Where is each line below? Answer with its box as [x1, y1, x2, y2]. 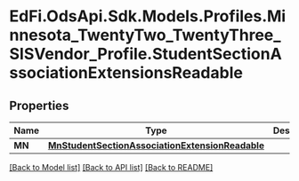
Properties [9, 98, 69, 113]
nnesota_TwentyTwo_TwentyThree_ [9, 25, 282, 45]
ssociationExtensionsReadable [9, 63, 243, 83]
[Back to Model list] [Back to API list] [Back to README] [9, 162, 214, 172]
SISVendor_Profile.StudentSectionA [9, 44, 282, 64]
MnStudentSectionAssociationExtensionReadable [47, 139, 265, 152]
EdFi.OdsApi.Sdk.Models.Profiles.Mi [9, 6, 287, 27]
